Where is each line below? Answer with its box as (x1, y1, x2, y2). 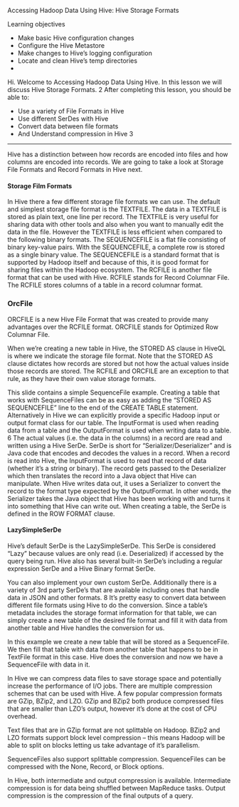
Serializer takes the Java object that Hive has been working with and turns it (7, 494, 230, 502)
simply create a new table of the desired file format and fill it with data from (7, 616, 228, 624)
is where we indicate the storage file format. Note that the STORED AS (7, 351, 213, 360)
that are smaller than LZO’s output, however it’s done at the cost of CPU (7, 704, 217, 713)
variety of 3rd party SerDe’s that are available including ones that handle (7, 585, 220, 594)
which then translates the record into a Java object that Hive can (7, 471, 197, 480)
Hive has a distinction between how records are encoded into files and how (7, 150, 229, 158)
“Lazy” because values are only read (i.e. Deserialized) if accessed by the (7, 549, 224, 557)
